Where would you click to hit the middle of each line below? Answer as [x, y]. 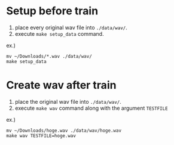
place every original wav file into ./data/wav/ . [71, 27]
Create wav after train [61, 85]
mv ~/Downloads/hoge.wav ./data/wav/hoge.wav [64, 130]
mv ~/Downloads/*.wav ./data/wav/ [49, 56]
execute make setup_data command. [59, 33]
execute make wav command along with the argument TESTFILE [91, 108]
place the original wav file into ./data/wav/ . [68, 101]
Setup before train [52, 11]
